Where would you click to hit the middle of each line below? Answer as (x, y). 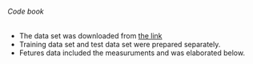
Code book (26, 11)
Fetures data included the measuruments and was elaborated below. (132, 53)
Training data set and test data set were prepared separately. (120, 45)
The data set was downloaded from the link (90, 36)
